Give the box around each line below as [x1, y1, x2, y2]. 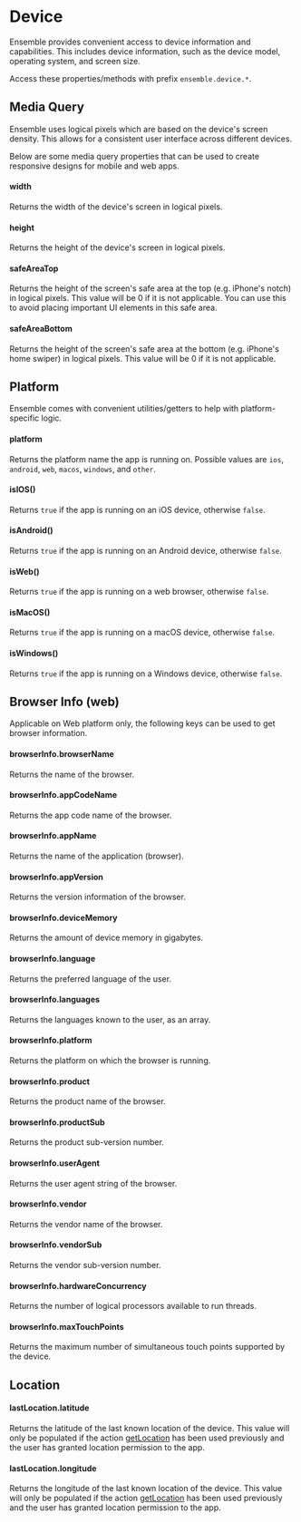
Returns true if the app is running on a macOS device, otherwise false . [9, 627, 275, 638]
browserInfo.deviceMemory [9, 912, 118, 923]
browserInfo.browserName [9, 749, 115, 759]
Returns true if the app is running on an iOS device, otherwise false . [9, 504, 266, 515]
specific [9, 412, 40, 423]
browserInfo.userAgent [9, 1158, 100, 1168]
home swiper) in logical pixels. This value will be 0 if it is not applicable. [9, 353, 277, 364]
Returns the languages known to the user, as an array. [9, 1013, 211, 1025]
